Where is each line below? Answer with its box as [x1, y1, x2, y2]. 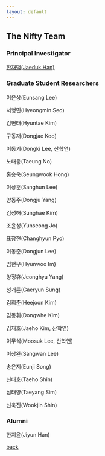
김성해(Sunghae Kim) [6, 209, 59, 216]
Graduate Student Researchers [6, 79, 100, 87]
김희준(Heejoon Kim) [6, 299, 57, 306]
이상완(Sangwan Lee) [6, 350, 59, 357]
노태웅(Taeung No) [6, 157, 52, 165]
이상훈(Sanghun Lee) [6, 183, 58, 191]
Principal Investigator [6, 49, 71, 57]
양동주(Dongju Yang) [6, 196, 57, 203]
